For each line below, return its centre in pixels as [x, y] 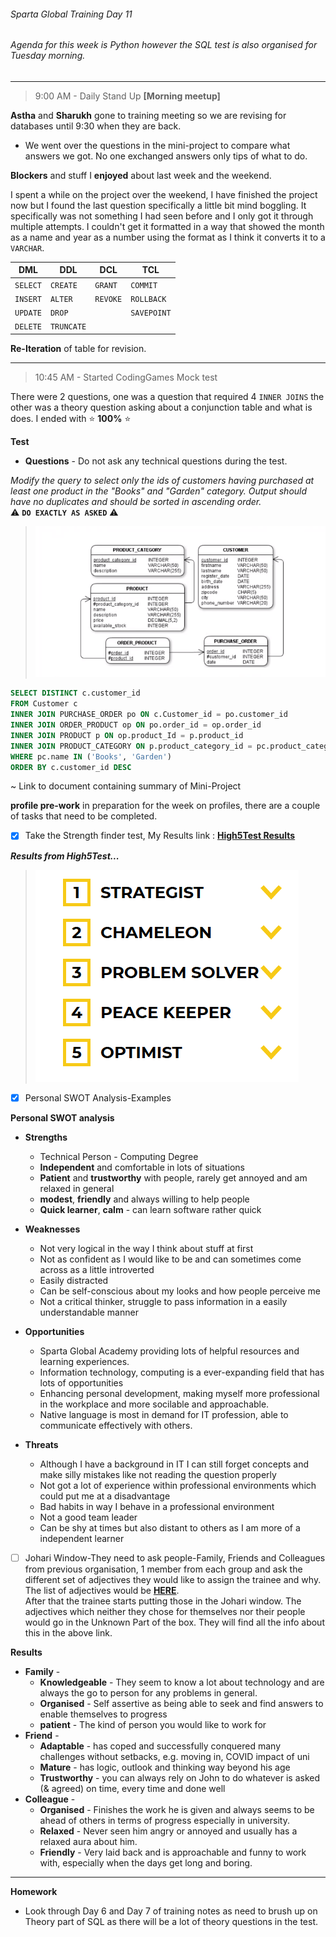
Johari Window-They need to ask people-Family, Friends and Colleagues [175, 1557]
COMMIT [144, 285]
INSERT [28, 299]
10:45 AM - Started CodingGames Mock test [126, 377]
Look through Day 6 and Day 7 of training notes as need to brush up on [171, 1911]
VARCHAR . [27, 247]
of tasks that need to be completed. [84, 816]
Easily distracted [74, 1280]
